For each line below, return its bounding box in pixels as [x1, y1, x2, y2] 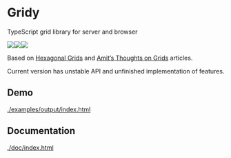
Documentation [7, 125, 76, 137]
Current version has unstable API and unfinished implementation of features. [7, 67, 225, 75]
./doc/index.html [7, 143, 54, 152]
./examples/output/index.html [7, 105, 91, 113]
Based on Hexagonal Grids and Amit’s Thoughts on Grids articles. [7, 54, 193, 62]
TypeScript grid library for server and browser [7, 27, 138, 36]
